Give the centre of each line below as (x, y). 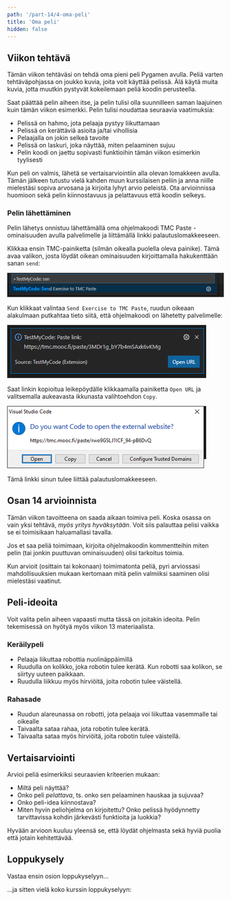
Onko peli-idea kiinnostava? (56, 803)
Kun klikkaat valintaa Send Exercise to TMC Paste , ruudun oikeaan (101, 308)
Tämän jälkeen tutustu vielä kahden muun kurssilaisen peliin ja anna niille (110, 181)
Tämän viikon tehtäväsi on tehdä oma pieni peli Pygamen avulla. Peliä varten (115, 74)
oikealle (28, 721)
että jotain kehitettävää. (40, 838)
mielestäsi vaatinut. (34, 581)
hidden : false (27, 29)
